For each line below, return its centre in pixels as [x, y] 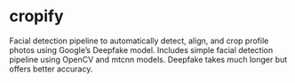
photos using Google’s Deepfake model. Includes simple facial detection [141, 49]
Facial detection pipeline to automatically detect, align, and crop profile [139, 41]
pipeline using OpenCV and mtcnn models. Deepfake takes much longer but [148, 59]
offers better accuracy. [51, 69]
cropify [36, 16]
